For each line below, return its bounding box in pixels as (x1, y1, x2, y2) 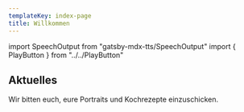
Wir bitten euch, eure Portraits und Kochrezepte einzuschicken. (8, 94, 219, 105)
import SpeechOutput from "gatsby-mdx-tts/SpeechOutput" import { (8, 41, 236, 51)
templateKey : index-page (8, 11, 92, 20)
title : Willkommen (8, 19, 70, 27)
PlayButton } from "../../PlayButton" (8, 50, 124, 60)
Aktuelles (8, 73, 58, 87)
